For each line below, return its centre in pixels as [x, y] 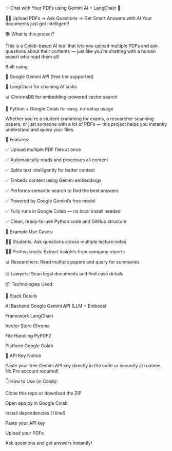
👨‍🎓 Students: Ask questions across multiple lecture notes [66, 242]
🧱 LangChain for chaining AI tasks [41, 87]
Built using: [17, 67]
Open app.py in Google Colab [37, 403]
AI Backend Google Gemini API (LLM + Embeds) [56, 306]
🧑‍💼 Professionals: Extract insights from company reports [65, 251]
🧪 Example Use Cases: [29, 232]
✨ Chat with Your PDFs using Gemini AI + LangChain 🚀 [63, 8]
